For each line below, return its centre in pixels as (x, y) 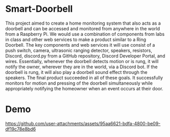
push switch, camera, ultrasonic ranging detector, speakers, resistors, (79, 50)
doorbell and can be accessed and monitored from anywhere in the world (83, 28)
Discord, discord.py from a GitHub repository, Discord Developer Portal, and (85, 56)
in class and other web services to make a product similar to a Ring (76, 40)
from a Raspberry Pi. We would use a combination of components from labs (85, 34)
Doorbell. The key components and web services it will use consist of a (80, 45)
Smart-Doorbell (39, 9)
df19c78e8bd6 (21, 129)
